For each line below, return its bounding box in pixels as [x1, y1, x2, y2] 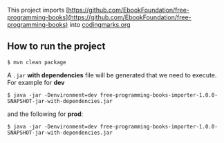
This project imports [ [7, 6, 69, 14]
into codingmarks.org [69, 21, 131, 28]
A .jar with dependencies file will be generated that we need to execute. [7, 70, 217, 79]
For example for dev [7, 78, 65, 86]
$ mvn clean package [7, 59, 67, 66]
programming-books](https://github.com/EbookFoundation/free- [7, 13, 192, 21]
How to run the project [7, 41, 106, 53]
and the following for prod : [7, 110, 84, 118]
